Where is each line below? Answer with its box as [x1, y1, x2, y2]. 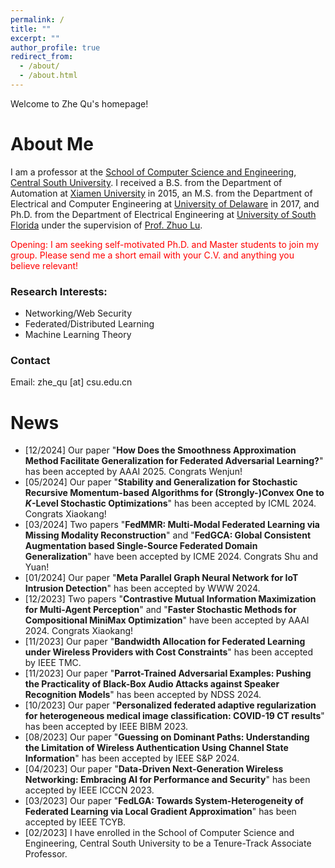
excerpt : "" [10, 33, 60, 43]
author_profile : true [10, 42, 101, 53]
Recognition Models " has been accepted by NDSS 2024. [24, 689, 262, 701]
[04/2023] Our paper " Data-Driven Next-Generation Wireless [24, 763, 284, 775]
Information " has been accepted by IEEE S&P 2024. [24, 752, 240, 765]
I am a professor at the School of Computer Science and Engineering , [10, 166, 297, 178]
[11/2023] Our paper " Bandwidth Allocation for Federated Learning [24, 636, 306, 648]
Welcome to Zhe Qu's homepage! [10, 97, 149, 110]
